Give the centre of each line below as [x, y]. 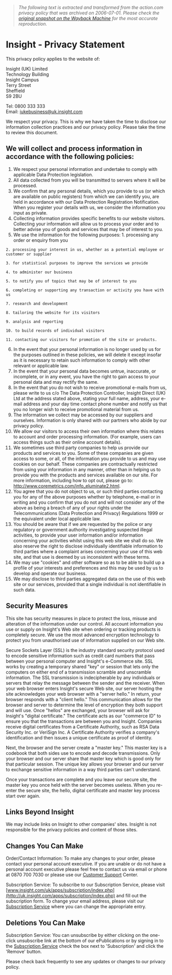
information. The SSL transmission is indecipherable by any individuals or [83, 677]
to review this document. [32, 132]
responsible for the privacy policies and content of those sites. [72, 830]
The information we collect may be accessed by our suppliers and [83, 415]
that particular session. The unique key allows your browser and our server [85, 764]
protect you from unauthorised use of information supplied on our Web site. [85, 640]
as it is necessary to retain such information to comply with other [82, 360]
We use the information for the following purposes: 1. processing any [86, 235]
